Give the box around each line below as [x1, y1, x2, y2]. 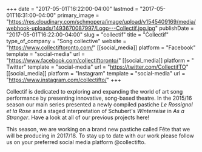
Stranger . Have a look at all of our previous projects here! [6, 114, 150, 121]
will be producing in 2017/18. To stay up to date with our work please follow [6, 132, 194, 139]
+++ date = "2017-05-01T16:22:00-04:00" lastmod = [6, 5, 139, 12]
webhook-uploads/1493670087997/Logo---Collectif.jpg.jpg [6, 24, 156, 32]
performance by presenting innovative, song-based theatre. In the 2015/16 [6, 94, 192, 102]
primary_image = [57, 12, 99, 19]
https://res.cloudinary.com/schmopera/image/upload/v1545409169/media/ [8, 18, 196, 25]
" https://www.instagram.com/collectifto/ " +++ [6, 76, 121, 83]
